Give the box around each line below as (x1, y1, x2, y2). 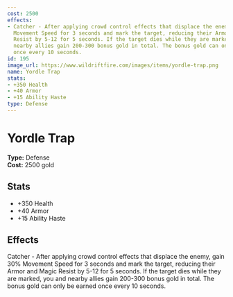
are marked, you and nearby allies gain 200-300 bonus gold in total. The (7, 275, 215, 283)
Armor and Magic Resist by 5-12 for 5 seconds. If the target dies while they (7, 267, 221, 275)
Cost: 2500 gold (7, 160, 54, 169)
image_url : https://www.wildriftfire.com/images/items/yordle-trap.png (7, 62, 218, 69)
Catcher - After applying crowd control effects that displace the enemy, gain (7, 253, 225, 261)
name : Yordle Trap (7, 68, 60, 75)
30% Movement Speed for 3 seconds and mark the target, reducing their (7, 260, 216, 268)
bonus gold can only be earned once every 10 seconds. (7, 282, 166, 290)
